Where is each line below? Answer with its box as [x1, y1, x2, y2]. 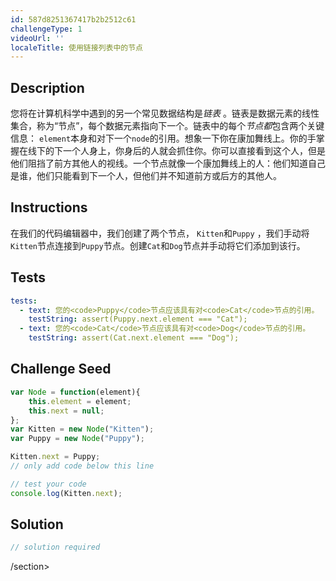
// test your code [10, 479, 87, 489]
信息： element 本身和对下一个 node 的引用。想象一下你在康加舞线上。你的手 [10, 132, 317, 145]
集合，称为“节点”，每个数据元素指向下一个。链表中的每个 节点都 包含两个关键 [10, 120, 325, 132]
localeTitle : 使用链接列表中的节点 [10, 42, 143, 53]
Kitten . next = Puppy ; [10, 452, 101, 462]
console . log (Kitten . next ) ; [10, 488, 123, 498]
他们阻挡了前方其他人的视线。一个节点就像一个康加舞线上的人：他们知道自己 [10, 157, 326, 170]
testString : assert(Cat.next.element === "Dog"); [28, 333, 240, 343]
